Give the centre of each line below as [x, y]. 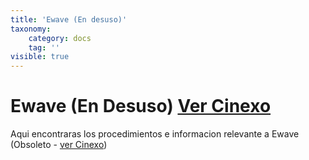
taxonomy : [31, 29]
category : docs [60, 38]
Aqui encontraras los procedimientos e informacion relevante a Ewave [155, 134]
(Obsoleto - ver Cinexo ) [59, 145]
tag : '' [44, 47]
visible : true [40, 57]
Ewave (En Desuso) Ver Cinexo [141, 106]
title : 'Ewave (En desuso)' [69, 19]
